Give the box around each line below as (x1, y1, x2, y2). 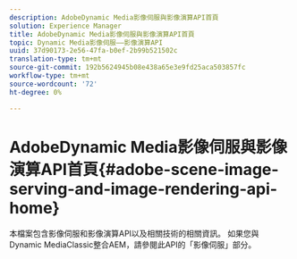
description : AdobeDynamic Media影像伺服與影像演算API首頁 (9, 13, 219, 22)
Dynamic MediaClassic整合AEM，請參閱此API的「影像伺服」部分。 (9, 239, 257, 250)
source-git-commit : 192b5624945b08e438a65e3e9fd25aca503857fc (9, 63, 246, 72)
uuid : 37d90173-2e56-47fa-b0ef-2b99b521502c (9, 46, 178, 55)
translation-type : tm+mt (9, 54, 102, 63)
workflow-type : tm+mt (9, 71, 90, 80)
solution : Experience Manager (9, 21, 123, 30)
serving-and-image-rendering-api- (9, 179, 278, 199)
